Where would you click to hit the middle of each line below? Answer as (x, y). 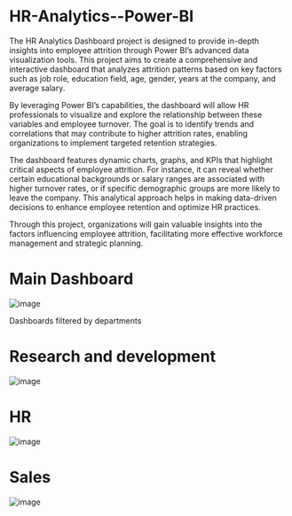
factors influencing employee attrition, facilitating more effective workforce (146, 233)
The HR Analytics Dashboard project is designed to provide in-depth (134, 41)
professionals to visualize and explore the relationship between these (136, 114)
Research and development (112, 357)
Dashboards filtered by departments (75, 320)
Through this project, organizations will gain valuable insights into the (136, 224)
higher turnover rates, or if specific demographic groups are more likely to (145, 188)
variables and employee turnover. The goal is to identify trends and (132, 124)
